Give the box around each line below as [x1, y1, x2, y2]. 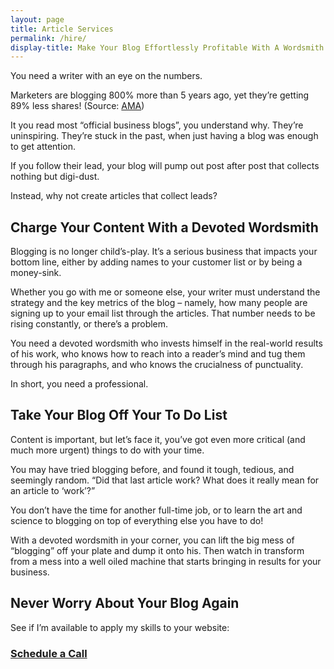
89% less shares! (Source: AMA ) [10, 100, 145, 112]
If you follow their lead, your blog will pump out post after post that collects [10, 160, 320, 172]
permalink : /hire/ [10, 33, 87, 43]
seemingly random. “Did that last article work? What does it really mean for [10, 474, 320, 486]
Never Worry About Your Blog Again [10, 595, 240, 612]
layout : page [10, 14, 65, 25]
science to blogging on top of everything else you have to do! [10, 514, 264, 526]
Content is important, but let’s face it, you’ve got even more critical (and [10, 433, 306, 445]
